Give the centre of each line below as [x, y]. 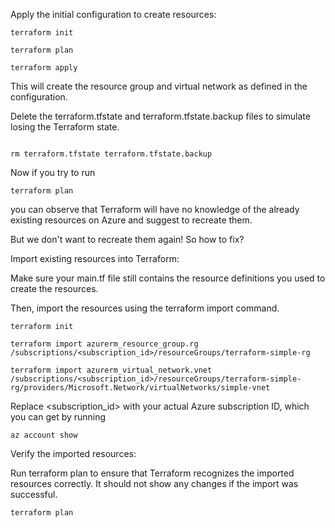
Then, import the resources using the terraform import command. [145, 308]
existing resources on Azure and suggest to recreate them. [131, 220]
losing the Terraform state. [65, 127]
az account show [44, 435]
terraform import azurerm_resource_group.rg [104, 344]
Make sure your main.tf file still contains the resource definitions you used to [168, 278]
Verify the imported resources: [73, 453]
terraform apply [44, 68]
